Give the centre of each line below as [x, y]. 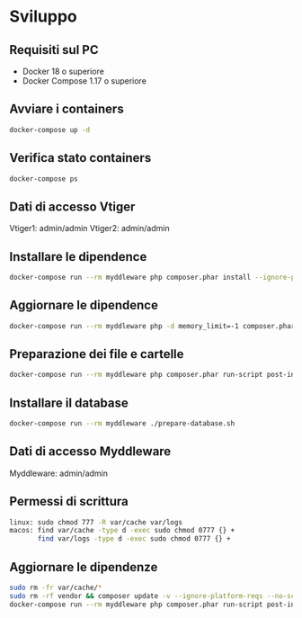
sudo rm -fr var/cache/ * [56, 587]
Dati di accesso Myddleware [90, 452]
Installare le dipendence [78, 257]
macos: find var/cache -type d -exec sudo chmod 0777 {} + [122, 531]
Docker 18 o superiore [63, 71]
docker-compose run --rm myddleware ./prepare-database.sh [122, 424]
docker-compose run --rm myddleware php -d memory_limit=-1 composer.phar [152, 326]
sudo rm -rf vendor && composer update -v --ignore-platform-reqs [136, 596]
